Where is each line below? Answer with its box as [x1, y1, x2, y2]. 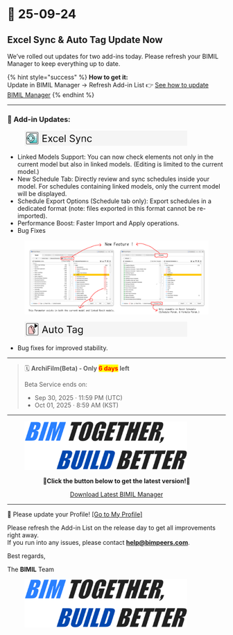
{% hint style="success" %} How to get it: [7, 73, 128, 81]
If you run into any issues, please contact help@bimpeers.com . [7, 538, 190, 546]
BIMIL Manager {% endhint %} [7, 91, 95, 99]
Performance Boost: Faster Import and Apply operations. [17, 219, 180, 227]
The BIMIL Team [7, 565, 54, 573]
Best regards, [7, 551, 46, 560]
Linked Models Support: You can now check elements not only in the [17, 153, 214, 162]
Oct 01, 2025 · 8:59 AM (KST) [34, 401, 119, 409]
